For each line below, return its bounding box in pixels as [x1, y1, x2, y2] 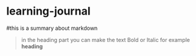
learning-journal [6, 4, 91, 18]
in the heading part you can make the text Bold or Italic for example [21, 36, 191, 43]
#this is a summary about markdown [6, 24, 98, 32]
